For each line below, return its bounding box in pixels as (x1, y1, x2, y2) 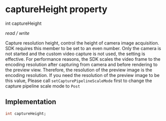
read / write (5, 30, 29, 36)
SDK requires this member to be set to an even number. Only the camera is (5, 45, 161, 51)
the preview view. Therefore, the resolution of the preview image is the (5, 67, 153, 73)
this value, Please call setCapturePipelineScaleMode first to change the (5, 77, 152, 84)
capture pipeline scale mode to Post (5, 83, 80, 89)
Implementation (5, 98, 57, 106)
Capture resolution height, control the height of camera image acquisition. (5, 39, 159, 46)
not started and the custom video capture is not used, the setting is (5, 51, 145, 57)
